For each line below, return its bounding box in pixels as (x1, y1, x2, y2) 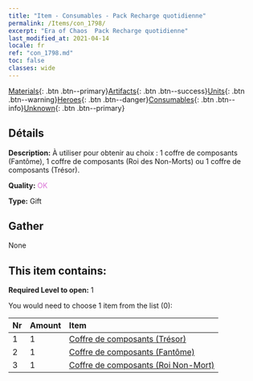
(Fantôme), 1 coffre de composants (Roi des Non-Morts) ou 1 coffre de (8, 156, 241, 166)
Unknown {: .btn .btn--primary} (23, 103, 125, 113)
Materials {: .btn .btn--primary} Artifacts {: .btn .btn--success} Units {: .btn (8, 86, 245, 96)
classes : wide (8, 64, 56, 72)
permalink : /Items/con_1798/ (8, 19, 106, 27)
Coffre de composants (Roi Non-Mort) (68, 359, 215, 371)
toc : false (8, 57, 45, 65)
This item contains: (8, 264, 107, 277)
